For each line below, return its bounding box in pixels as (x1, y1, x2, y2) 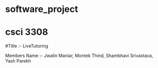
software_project (5, 3, 78, 15)
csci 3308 (5, 26, 49, 38)
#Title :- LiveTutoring (5, 43, 49, 49)
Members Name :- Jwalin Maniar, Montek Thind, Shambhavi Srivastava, (5, 52, 153, 58)
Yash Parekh (5, 58, 31, 64)
